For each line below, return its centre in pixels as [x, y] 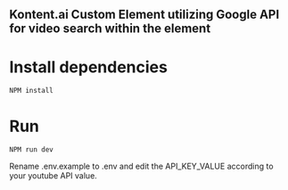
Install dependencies [88, 67]
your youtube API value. [53, 176]
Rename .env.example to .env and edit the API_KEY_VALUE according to [141, 166]
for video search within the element [110, 29]
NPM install [31, 91]
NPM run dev [31, 150]
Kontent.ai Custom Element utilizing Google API [144, 15]
